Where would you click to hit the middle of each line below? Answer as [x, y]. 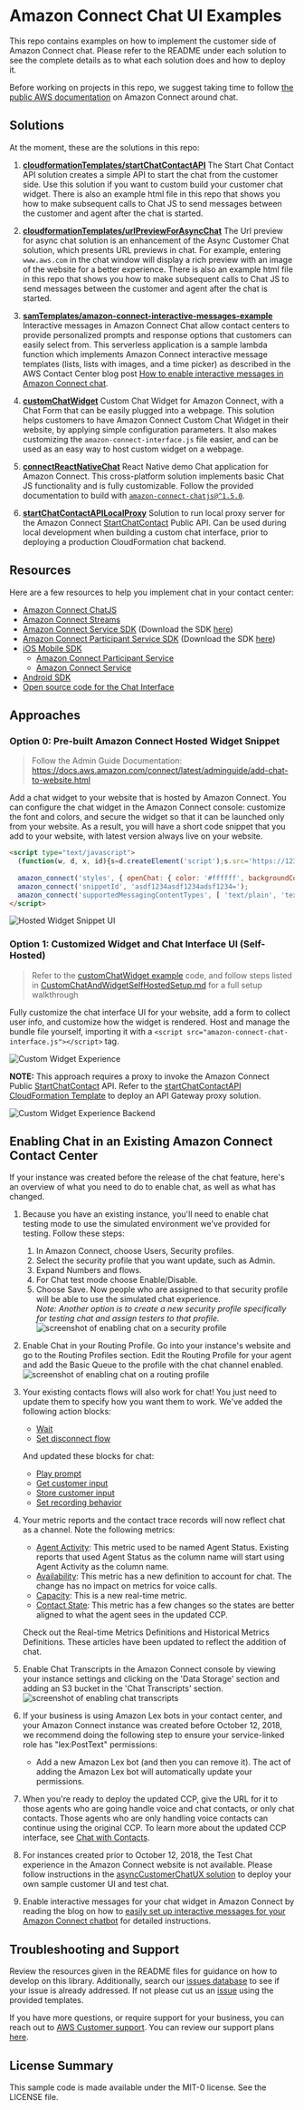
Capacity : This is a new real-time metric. [111, 1596]
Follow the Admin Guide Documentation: [107, 761]
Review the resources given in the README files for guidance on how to [143, 1971]
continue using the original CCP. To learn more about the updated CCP [154, 1828]
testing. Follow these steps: [73, 1233]
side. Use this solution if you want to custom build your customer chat [152, 184]
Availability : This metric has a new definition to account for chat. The [164, 1576]
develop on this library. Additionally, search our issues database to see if [145, 1981]
